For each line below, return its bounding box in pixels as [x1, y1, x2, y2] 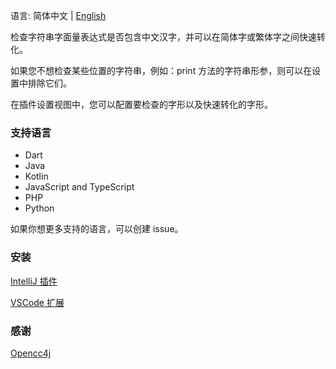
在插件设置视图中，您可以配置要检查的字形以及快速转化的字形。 [10, 99, 273, 110]
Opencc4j [10, 347, 52, 359]
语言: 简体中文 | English [10, 10, 107, 21]
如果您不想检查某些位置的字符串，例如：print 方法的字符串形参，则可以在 [10, 65, 313, 76]
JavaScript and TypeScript [24, 181, 135, 193]
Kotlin [24, 170, 49, 183]
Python [24, 202, 55, 214]
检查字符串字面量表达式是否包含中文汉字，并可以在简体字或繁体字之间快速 [10, 31, 317, 43]
